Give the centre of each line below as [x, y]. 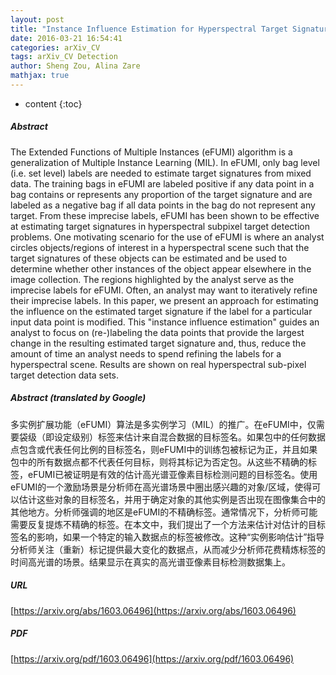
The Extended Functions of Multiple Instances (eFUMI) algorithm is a [151, 152]
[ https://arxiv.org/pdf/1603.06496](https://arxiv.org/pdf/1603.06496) [152, 658]
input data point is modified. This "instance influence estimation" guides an [165, 322]
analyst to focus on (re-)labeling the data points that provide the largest [157, 332]
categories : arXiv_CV [55, 47]
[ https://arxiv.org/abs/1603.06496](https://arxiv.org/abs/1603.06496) [153, 610]
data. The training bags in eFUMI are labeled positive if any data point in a [162, 183]
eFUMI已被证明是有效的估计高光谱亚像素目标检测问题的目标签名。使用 [172, 474]
